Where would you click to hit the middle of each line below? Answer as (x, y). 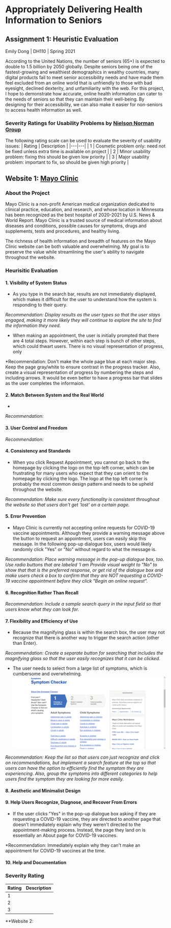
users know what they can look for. (42, 609)
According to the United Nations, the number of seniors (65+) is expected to (85, 61)
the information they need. (33, 325)
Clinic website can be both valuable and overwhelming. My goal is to (77, 246)
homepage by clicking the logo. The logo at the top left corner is (80, 479)
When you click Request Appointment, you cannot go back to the (81, 462)
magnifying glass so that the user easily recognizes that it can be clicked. (83, 659)
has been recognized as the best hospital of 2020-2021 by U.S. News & (80, 215)
